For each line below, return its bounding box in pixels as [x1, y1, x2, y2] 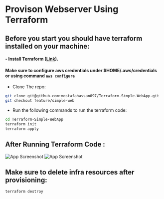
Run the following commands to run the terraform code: [12, 107, 127, 113]
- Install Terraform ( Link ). [5, 56, 59, 62]
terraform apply [5, 126, 39, 131]
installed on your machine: [5, 42, 90, 51]
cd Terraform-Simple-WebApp [5, 117, 64, 122]
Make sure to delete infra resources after [5, 168, 135, 176]
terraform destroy [5, 189, 43, 194]
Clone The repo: [12, 84, 46, 90]
